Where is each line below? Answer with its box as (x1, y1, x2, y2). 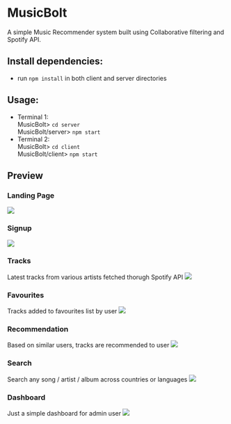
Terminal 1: (17, 113, 49, 121)
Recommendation (7, 324, 69, 334)
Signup (7, 223, 33, 233)
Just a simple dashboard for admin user (7, 409, 122, 418)
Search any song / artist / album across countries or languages (7, 375, 188, 384)
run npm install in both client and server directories (17, 74, 167, 82)
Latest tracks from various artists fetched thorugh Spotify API (7, 273, 183, 281)
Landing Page (7, 190, 55, 200)
